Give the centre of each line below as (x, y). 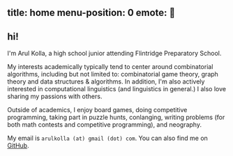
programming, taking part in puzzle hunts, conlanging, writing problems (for (116, 117)
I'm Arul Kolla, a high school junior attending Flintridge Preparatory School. (114, 54)
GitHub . (18, 146)
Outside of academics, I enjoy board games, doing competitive (97, 110)
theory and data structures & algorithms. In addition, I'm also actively (106, 81)
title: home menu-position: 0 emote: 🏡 (91, 13)
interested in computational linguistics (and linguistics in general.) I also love (117, 89)
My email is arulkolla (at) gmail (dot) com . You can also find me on (107, 138)
